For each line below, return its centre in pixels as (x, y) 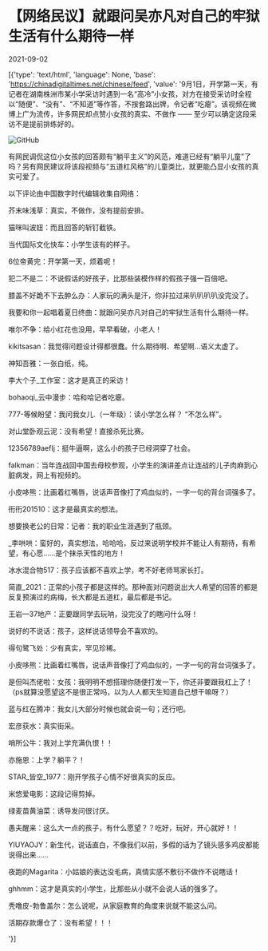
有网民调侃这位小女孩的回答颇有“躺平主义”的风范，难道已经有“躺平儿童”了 (130, 156)
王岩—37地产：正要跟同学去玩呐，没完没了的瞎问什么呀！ (103, 614)
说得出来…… (29, 854)
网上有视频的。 (60, 475)
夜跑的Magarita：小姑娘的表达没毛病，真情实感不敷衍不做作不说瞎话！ (124, 871)
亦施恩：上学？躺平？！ (47, 759)
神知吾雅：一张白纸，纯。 (50, 363)
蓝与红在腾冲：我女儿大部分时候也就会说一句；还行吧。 (99, 709)
